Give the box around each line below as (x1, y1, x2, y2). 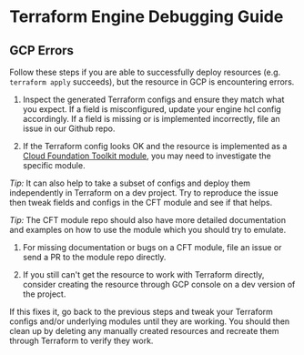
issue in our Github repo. (22, 123, 116, 134)
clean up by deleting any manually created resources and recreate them (9, 326, 279, 336)
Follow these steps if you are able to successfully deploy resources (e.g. (9, 66, 281, 77)
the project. (22, 289, 66, 299)
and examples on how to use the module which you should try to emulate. (9, 225, 287, 235)
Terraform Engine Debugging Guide (9, 6, 284, 27)
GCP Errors (9, 43, 75, 58)
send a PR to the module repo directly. (22, 252, 167, 262)
